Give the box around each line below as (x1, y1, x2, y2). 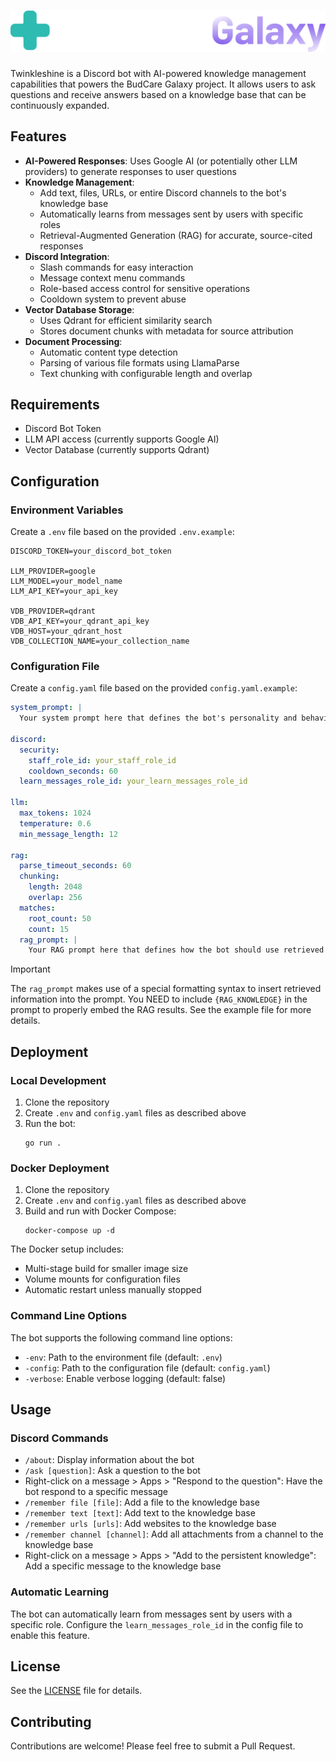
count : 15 (28, 924, 70, 934)
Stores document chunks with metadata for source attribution (39, 325, 294, 337)
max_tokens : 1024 (19, 808, 92, 819)
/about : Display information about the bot (24, 1454, 195, 1466)
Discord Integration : (24, 250, 110, 262)
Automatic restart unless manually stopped (24, 1284, 202, 1296)
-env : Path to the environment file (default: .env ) (24, 1351, 223, 1363)
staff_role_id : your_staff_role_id (28, 755, 177, 765)
